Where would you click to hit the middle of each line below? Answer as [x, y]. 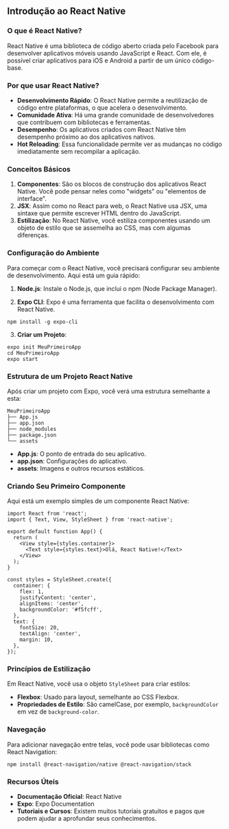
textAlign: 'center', [50, 634]
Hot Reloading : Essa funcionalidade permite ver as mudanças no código [120, 144]
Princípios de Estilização [49, 669]
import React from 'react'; [47, 514]
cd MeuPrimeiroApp [33, 353]
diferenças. [33, 235]
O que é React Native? [45, 31]
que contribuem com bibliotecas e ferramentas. [84, 122]
